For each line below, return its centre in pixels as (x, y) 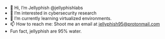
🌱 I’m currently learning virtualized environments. (61, 18)
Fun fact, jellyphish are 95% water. (46, 31)
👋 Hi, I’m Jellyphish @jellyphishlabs (46, 8)
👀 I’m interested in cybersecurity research (53, 13)
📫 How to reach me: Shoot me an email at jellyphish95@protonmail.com (85, 24)
